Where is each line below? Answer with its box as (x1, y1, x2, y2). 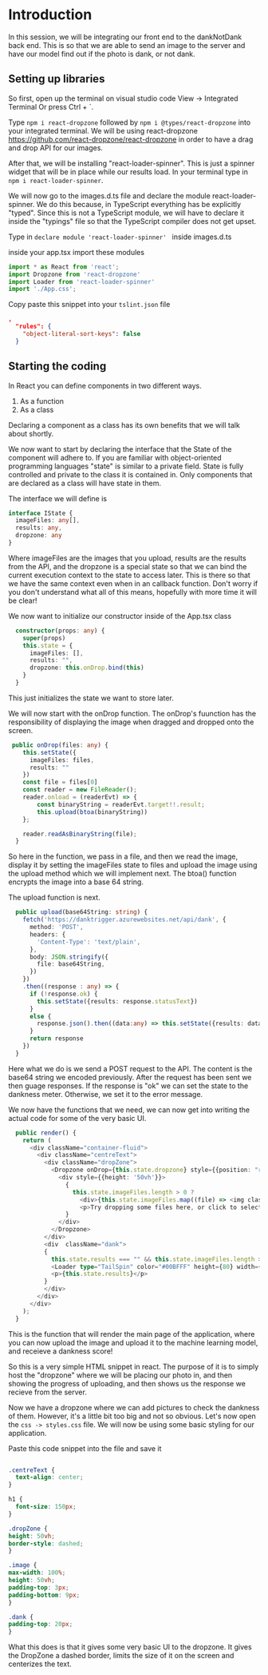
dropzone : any (15, 532, 62, 540)
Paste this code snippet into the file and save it (8, 1443, 162, 1453)
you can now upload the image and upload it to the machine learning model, (8, 1338, 258, 1347)
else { (29, 1012, 52, 1020)
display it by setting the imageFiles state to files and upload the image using (8, 860, 258, 870)
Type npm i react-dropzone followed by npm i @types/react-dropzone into (8, 118, 251, 127)
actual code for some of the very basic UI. (8, 1113, 147, 1123)
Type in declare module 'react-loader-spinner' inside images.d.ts (8, 232, 232, 241)
